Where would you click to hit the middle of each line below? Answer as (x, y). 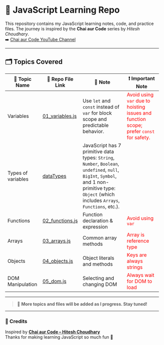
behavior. (93, 131)
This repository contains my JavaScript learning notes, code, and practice (80, 23)
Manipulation (22, 284)
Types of (18, 173)
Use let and (97, 101)
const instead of (101, 107)
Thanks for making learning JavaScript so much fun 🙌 (59, 337)
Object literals (99, 258)
